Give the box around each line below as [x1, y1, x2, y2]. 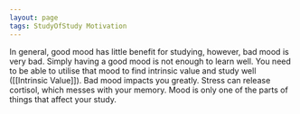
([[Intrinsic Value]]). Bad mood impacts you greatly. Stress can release [9, 75, 271, 85]
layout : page [9, 13, 59, 22]
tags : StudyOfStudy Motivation [9, 22, 127, 31]
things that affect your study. [9, 93, 117, 104]
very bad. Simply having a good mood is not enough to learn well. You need [9, 56, 292, 66]
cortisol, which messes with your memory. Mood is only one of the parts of [9, 84, 289, 95]
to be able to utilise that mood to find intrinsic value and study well [9, 65, 257, 76]
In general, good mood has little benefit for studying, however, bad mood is [9, 46, 289, 57]
